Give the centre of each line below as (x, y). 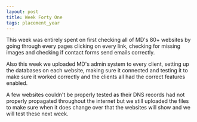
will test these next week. (37, 114)
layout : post (22, 12)
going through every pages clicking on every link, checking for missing (93, 46)
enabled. (17, 83)
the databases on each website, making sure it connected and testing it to (97, 71)
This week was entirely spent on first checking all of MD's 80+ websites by (98, 40)
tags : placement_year (33, 23)
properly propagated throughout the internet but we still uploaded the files (98, 101)
